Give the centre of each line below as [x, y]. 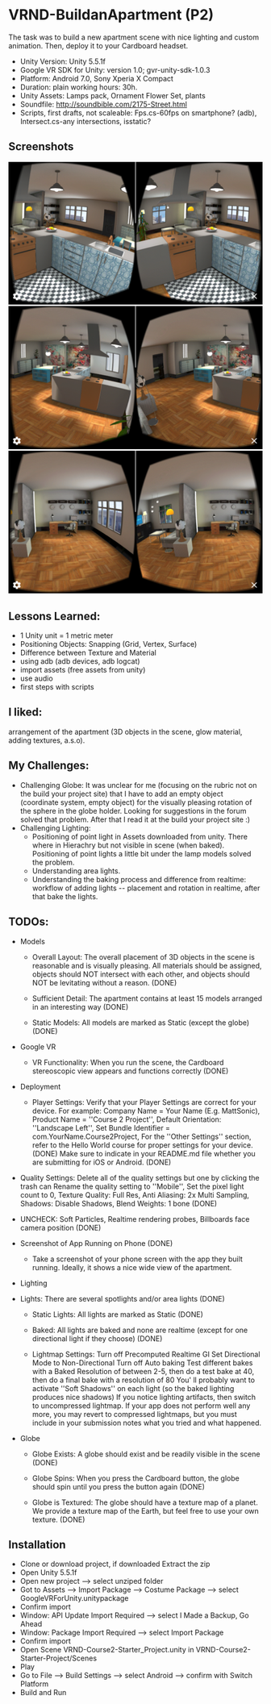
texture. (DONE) [58, 1519]
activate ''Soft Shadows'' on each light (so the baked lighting [133, 1388]
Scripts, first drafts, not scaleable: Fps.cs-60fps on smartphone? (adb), [138, 112]
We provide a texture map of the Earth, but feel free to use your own [146, 1510]
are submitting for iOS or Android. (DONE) [102, 1162]
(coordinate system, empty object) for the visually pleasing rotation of [136, 802]
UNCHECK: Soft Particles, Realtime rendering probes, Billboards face [135, 1219]
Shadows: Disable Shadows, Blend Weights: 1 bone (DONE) [119, 1203]
